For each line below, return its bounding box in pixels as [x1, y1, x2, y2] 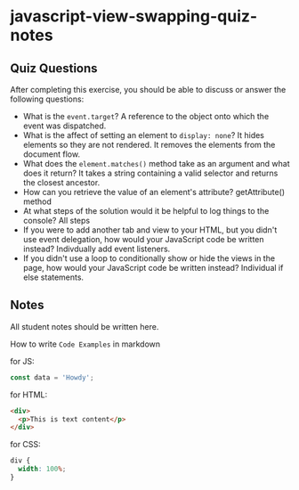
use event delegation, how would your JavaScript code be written [22, 234, 265, 244]
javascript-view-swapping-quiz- [10, 6, 258, 27]
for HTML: [10, 389, 48, 400]
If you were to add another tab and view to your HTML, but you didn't [22, 225, 278, 235]
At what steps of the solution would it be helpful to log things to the [22, 206, 270, 216]
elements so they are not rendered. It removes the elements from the [22, 140, 276, 150]
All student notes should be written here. [10, 321, 159, 331]
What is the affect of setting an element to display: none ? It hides [22, 130, 265, 140]
